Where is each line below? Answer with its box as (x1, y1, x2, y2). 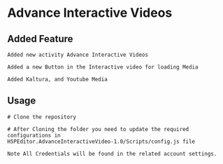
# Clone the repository (7, 114, 77, 121)
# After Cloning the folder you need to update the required (7, 125, 189, 132)
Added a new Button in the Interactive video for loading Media (7, 64, 199, 71)
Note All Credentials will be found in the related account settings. (7, 150, 217, 157)
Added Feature (7, 33, 73, 45)
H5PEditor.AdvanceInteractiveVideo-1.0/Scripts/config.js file (7, 138, 196, 145)
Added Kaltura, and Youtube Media (7, 76, 108, 83)
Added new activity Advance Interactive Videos (7, 51, 149, 58)
